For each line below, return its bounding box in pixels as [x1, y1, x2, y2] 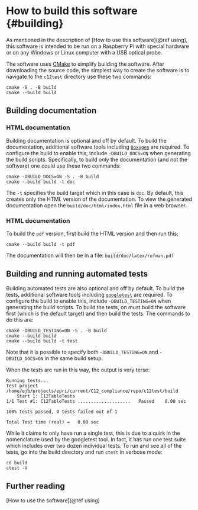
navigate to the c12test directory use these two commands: [6, 73, 152, 80]
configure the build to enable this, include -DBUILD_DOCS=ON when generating [6, 149, 191, 156]
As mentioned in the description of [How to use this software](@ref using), [6, 36, 188, 43]
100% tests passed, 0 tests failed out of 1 [6, 409, 118, 415]
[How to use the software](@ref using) [6, 496, 100, 504]
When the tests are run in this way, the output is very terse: [6, 366, 150, 373]
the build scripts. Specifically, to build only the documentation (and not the [6, 156, 188, 163]
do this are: [6, 316, 34, 323]
